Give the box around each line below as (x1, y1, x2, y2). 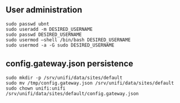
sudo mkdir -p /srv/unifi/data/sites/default (5, 75, 122, 81)
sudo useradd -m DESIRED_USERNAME (5, 26, 93, 32)
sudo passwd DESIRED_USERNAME (5, 32, 82, 38)
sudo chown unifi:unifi (5, 85, 66, 91)
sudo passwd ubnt (5, 21, 50, 27)
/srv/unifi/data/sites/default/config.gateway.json (5, 90, 139, 96)
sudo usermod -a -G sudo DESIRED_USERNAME (5, 42, 115, 48)
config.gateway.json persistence (5, 59, 134, 69)
